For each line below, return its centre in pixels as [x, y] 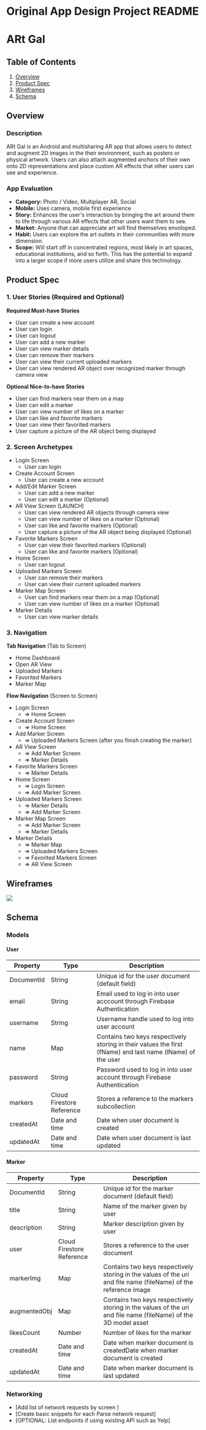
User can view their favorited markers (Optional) [85, 545]
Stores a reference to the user [146, 1245]
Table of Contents [41, 62]
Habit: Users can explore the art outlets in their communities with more [105, 234]
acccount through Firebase [135, 1001]
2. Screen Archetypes [40, 447]
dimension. [29, 241]
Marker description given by [144, 1224]
